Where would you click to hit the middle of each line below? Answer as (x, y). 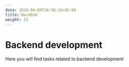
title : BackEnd (21, 15)
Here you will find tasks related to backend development (64, 59)
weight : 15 (17, 19)
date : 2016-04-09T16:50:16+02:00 (41, 10)
